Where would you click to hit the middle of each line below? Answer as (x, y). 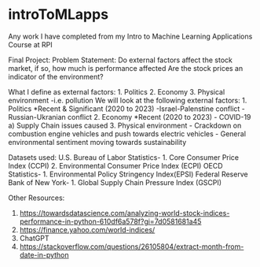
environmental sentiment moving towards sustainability (97, 142)
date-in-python (44, 254)
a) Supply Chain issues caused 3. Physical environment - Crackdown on (125, 125)
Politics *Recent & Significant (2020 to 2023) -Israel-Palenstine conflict (124, 109)
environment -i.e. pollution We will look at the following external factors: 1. (128, 100)
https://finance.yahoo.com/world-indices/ (87, 229)
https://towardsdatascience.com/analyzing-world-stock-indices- (125, 213)
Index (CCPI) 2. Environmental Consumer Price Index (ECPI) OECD (115, 165)
